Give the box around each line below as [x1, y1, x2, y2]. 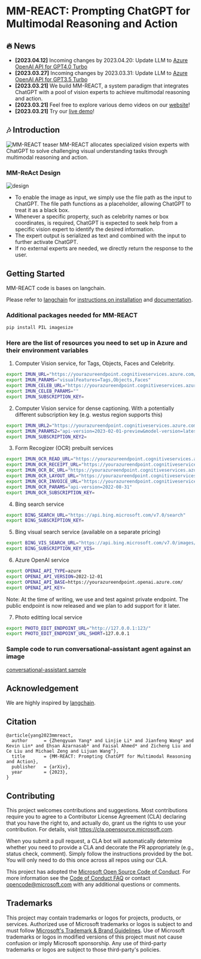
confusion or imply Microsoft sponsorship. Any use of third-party [6, 939, 167, 946]
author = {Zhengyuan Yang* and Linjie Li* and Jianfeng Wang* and [11, 738, 194, 744]
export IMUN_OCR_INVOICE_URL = [6, 478, 82, 484]
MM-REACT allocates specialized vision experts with [59, 141, 190, 148]
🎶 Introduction [6, 125, 60, 135]
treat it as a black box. [14, 207, 70, 214]
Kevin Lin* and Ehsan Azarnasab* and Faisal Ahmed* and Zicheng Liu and [6, 743, 191, 749]
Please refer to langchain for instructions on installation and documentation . [6, 295, 193, 303]
